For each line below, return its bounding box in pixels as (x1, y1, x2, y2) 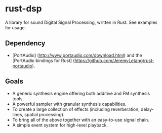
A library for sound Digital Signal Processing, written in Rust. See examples (5, 19, 158, 25)
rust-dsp (5, 3, 42, 14)
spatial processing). (24, 111, 65, 117)
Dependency (5, 39, 45, 48)
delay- (140, 106, 154, 112)
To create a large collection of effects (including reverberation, (12, 106, 140, 112)
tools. (12, 95, 24, 102)
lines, (12, 111, 24, 117)
